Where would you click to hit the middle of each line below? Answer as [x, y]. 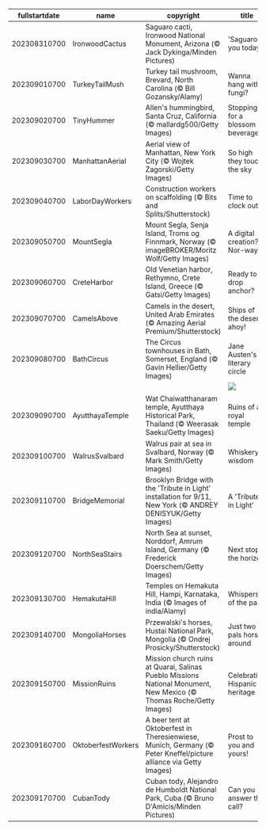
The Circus [163, 342]
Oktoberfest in [169, 728]
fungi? [238, 93]
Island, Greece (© [175, 287]
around [240, 643]
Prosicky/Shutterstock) [182, 647]
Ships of [242, 310]
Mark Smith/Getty [174, 460]
